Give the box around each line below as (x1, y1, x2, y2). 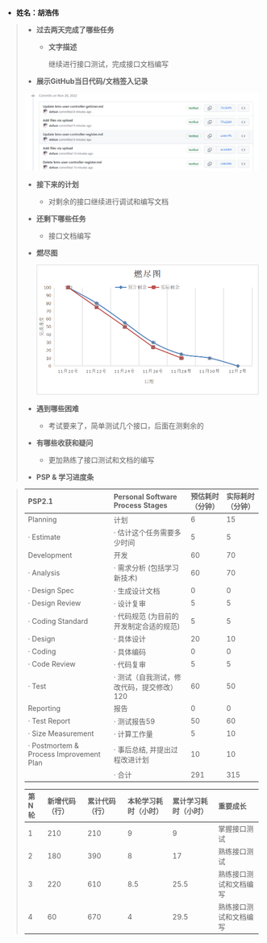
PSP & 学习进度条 (35, 471, 94, 482)
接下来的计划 (35, 179, 79, 189)
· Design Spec (27, 586, 74, 595)
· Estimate (27, 532, 61, 542)
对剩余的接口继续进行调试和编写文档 (48, 197, 169, 206)
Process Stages (113, 501, 168, 510)
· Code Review (27, 659, 77, 669)
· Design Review (27, 598, 81, 608)
